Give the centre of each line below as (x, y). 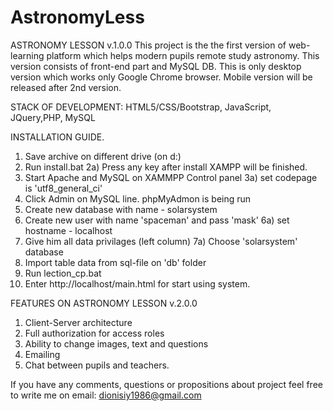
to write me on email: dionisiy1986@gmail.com (106, 395)
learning (27, 55)
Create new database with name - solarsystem (121, 209)
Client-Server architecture (78, 322)
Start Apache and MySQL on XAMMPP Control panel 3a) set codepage (171, 177)
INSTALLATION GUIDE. (57, 137)
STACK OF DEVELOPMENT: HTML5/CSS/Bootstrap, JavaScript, (141, 107)
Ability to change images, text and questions (116, 343)
